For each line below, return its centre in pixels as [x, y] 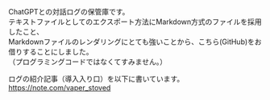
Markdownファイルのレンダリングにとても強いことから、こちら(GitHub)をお [135, 42]
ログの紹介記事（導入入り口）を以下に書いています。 [96, 79]
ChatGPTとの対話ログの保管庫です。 [69, 12]
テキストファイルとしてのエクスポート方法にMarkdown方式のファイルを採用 [135, 22]
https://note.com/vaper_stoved [60, 88]
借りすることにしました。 [51, 52]
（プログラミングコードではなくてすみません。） [88, 62]
